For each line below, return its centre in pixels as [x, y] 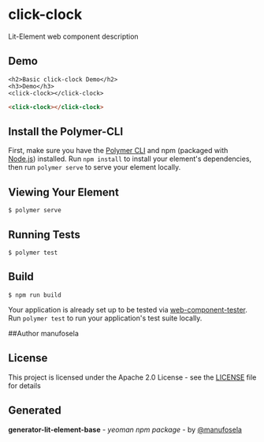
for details [24, 385]
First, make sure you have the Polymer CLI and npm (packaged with [118, 151]
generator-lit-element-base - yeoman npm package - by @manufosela [125, 429]
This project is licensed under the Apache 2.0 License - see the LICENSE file [132, 377]
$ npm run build [35, 295]
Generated [35, 411]
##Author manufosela [43, 333]
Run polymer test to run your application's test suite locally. [105, 318]
